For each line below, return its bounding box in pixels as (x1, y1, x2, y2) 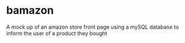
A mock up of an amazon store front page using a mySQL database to (6, 23, 179, 30)
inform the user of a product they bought (6, 29, 108, 36)
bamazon (6, 4, 54, 17)
